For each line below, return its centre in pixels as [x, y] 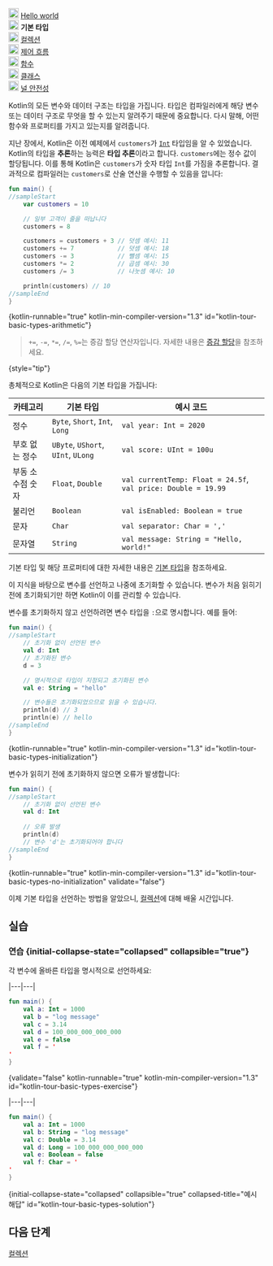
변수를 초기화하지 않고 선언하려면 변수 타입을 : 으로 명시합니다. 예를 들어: [123, 612]
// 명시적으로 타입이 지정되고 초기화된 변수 [86, 680]
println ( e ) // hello [58, 718]
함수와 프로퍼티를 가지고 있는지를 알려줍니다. [79, 126]
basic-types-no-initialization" [58, 881]
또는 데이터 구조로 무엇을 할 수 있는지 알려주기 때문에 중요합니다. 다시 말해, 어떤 [134, 115]
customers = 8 [47, 226]
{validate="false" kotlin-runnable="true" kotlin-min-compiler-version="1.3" [133, 1078]
